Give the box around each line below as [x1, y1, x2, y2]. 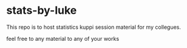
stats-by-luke [6, 4, 77, 17]
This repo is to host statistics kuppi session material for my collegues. [6, 23, 182, 31]
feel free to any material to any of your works [6, 35, 119, 42]
